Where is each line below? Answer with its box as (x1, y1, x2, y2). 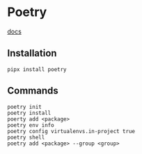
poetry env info (7, 121, 54, 129)
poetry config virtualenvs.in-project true (7, 128, 136, 134)
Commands (7, 85, 59, 97)
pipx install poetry (7, 66, 68, 73)
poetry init (7, 103, 42, 110)
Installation (7, 47, 57, 59)
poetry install (7, 109, 52, 116)
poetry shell (7, 134, 45, 141)
